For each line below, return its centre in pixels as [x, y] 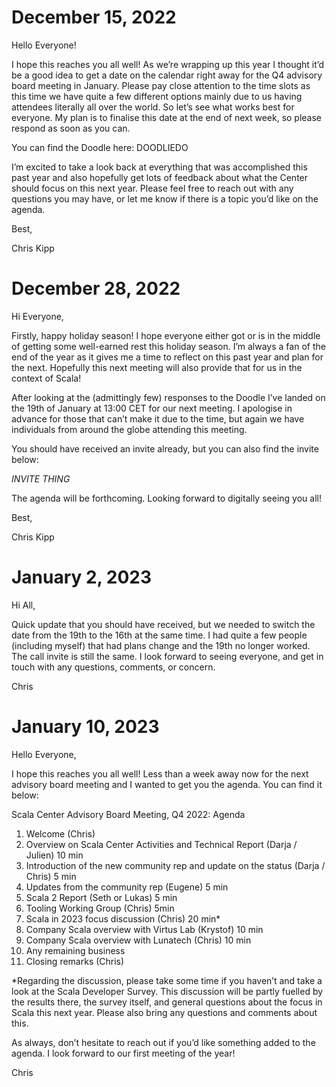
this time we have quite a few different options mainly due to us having [157, 96]
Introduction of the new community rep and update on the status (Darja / [175, 865]
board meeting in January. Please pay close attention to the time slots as [161, 85]
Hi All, [23, 605]
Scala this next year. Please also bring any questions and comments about [164, 1012]
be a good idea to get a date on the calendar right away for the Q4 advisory [167, 75]
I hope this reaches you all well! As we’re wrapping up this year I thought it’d [168, 64]
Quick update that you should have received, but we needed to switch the [163, 624]
